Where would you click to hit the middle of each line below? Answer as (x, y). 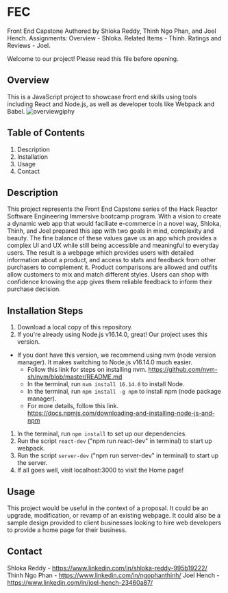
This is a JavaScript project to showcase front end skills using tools (102, 97)
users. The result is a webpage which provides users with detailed (100, 253)
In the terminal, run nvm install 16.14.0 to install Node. (106, 384)
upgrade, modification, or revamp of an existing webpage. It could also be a (114, 515)
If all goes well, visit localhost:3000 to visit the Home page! (100, 470)
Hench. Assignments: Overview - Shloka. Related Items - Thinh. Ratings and (114, 38)
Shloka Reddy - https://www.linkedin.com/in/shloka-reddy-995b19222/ (107, 568)
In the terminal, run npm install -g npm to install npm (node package (124, 392)
